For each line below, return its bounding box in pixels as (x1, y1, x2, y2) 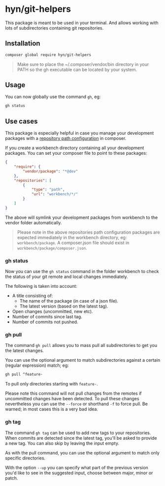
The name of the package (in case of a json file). (19, 298, 118, 304)
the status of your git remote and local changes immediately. (5, 274, 128, 279)
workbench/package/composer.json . (17, 245, 87, 251)
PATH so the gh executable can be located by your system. (17, 67, 137, 72)
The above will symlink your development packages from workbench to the (5, 214, 158, 220)
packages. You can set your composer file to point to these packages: (5, 150, 147, 156)
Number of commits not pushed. (12, 319, 78, 325)
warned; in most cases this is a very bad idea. (5, 406, 99, 412)
